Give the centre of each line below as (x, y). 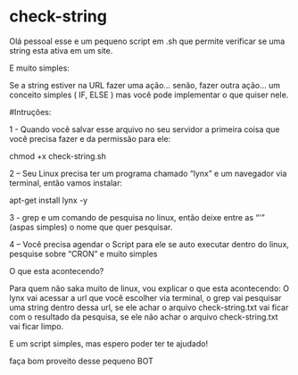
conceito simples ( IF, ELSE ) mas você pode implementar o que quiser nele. (149, 95)
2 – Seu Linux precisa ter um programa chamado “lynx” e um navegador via (148, 173)
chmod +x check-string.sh (58, 156)
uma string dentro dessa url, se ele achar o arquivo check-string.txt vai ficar (149, 307)
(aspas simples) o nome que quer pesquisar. (91, 227)
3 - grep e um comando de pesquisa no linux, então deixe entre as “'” (137, 217)
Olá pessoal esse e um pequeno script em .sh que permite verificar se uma (147, 41)
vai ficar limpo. (37, 326)
